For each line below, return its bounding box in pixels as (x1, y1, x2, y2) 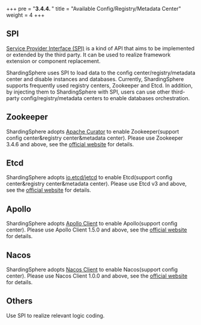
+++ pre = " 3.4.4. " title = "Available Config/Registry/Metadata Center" (6, 5, 181, 12)
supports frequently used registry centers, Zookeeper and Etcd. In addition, (6, 82, 193, 89)
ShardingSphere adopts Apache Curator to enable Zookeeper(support (6, 128, 179, 135)
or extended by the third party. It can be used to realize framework (6, 51, 171, 58)
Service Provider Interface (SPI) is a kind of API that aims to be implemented (6, 44, 195, 52)
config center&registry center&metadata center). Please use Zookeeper (6, 134, 184, 142)
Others (6, 296, 33, 306)
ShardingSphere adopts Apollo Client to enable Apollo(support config (6, 220, 178, 227)
